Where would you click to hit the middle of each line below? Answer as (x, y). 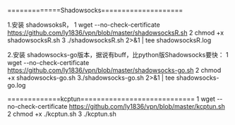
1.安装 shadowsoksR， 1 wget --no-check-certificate (84, 25)
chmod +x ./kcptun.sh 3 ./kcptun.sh (65, 114)
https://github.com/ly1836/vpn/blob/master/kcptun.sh (147, 106)
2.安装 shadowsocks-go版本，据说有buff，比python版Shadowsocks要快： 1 (118, 55)
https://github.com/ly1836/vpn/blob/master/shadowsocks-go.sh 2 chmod (114, 70)
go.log (17, 85)
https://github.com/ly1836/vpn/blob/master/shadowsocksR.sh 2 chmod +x (116, 32)
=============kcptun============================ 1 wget (111, 99)
